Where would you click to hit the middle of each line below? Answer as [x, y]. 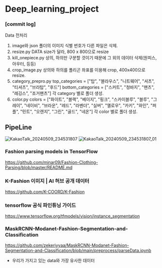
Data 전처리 [16, 36]
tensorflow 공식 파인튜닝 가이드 [40, 205]
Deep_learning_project [52, 9]
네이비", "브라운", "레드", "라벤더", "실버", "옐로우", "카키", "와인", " [89, 106]
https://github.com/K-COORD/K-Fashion [45, 192]
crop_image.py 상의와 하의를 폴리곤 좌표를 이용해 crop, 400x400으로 [79, 70]
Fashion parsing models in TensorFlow [51, 152]
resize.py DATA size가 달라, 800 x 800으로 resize [60, 52]
